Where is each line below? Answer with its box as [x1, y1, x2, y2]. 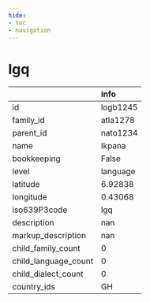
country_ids [12, 281, 55, 293]
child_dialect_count [12, 269, 84, 280]
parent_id [12, 128, 47, 139]
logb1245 [100, 102, 138, 113]
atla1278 [100, 115, 136, 126]
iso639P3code [12, 204, 68, 215]
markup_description [12, 230, 87, 241]
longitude [12, 192, 47, 203]
